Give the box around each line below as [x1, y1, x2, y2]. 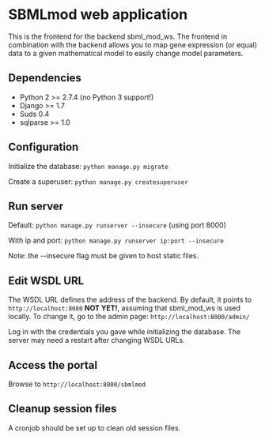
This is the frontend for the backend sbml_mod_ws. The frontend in [8, 32, 228, 41]
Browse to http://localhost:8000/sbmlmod [8, 379, 146, 389]
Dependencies [8, 71, 81, 85]
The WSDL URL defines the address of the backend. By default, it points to [8, 295, 252, 305]
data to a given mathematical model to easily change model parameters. [8, 48, 244, 58]
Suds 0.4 [19, 109, 50, 118]
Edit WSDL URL [8, 274, 85, 288]
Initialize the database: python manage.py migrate [8, 161, 168, 171]
